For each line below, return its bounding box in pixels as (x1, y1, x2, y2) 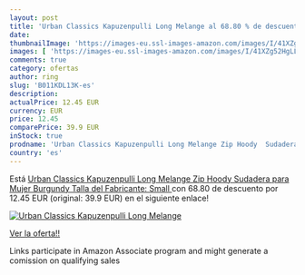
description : (9, 89, 59, 98)
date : (9, 30, 30, 39)
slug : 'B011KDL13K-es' (9, 81, 95, 90)
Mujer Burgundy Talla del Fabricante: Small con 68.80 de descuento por (9, 182, 279, 193)
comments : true (9, 55, 67, 64)
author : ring (9, 73, 59, 82)
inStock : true (9, 132, 64, 141)
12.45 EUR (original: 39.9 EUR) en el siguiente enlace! (9, 192, 210, 203)
